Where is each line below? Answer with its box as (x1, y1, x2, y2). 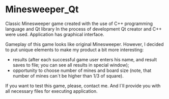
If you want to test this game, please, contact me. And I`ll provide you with (5, 83, 161, 89)
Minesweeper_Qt (5, 4, 79, 15)
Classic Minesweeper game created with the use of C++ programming (5, 20, 153, 27)
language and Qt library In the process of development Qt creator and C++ (5, 26, 162, 32)
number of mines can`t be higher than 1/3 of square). (12, 72, 124, 79)
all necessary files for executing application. (5, 88, 98, 94)
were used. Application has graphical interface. (5, 31, 104, 37)
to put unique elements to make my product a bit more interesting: (5, 46, 144, 53)
